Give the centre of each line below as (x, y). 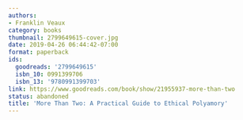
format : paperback (38, 52)
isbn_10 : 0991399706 (49, 74)
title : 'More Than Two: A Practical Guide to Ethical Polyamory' (118, 103)
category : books (35, 30)
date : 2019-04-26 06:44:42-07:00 (63, 45)
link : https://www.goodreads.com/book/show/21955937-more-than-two (122, 89)
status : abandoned (38, 96)
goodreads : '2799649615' (56, 67)
